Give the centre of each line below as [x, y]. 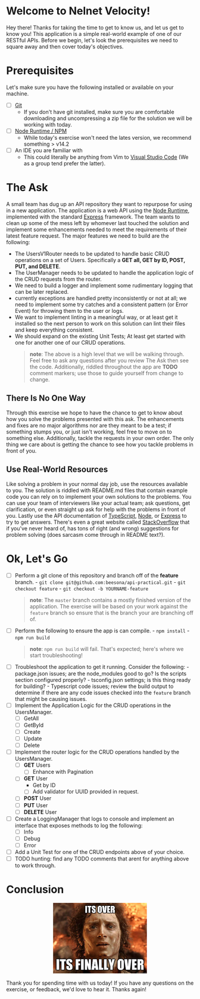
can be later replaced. [42, 292]
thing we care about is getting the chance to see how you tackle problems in [100, 444]
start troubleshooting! [56, 655]
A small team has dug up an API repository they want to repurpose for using [99, 204]
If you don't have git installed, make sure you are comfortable [99, 112]
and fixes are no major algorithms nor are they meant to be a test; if [89, 425]
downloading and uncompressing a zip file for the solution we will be [108, 118]
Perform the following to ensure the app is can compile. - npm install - [102, 631]
